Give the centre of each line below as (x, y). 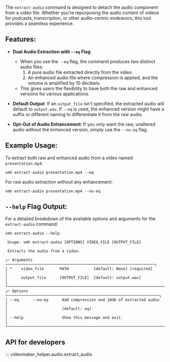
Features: (21, 39)
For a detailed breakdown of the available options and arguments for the (80, 219)
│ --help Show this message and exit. (64, 318)
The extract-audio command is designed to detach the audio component (82, 7)
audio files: (32, 67)
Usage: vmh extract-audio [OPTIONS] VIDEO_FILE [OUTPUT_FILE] (74, 242)
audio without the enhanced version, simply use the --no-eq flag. (80, 129)
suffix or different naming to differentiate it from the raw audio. (78, 114)
